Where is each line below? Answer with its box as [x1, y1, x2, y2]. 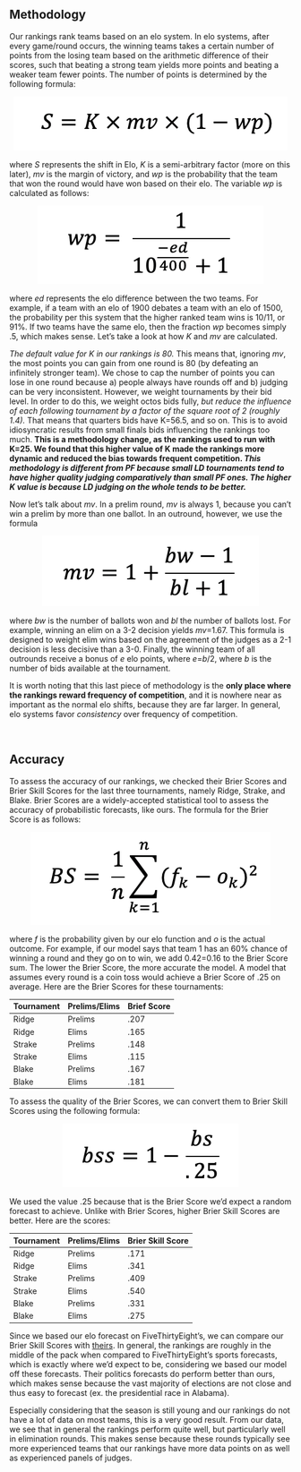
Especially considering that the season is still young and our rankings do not [9, 1405, 291, 1416]
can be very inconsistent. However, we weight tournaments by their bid [9, 386, 272, 397]
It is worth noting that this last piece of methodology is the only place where [9, 680, 292, 690]
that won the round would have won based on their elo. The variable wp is [9, 178, 283, 189]
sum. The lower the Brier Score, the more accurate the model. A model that [9, 962, 287, 972]
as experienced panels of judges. [9, 1452, 133, 1463]
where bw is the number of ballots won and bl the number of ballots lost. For [9, 615, 291, 626]
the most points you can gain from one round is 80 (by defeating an [9, 357, 259, 368]
